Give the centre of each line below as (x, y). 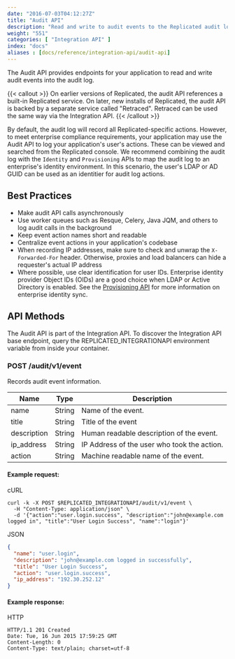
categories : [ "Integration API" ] (59, 40)
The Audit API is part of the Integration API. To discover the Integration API (115, 333)
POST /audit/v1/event (44, 366)
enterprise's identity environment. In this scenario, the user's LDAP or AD (113, 166)
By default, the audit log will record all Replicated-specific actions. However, (117, 129)
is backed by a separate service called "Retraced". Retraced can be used (113, 108)
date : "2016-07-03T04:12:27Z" (51, 14)
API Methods (36, 316)
